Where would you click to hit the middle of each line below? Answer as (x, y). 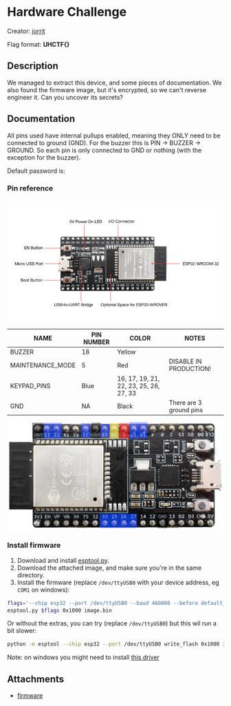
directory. (31, 575)
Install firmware (34, 546)
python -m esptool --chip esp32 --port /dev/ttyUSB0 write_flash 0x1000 (113, 644)
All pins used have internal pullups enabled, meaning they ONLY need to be (114, 136)
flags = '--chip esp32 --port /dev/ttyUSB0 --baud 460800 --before (102, 603)
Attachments (36, 679)
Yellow (126, 352)
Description (33, 66)
